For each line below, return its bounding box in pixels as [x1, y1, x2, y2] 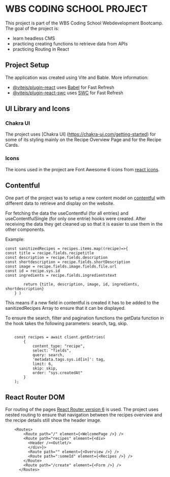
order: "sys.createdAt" [32, 370, 83, 375]
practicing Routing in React [12, 46, 70, 52]
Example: [5, 236, 25, 242]
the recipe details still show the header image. [5, 417, 101, 423]
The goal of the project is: [5, 25, 59, 31]
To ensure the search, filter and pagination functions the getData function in [5, 314, 164, 321]
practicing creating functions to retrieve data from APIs [12, 40, 128, 46]
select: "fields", [32, 348, 72, 353]
